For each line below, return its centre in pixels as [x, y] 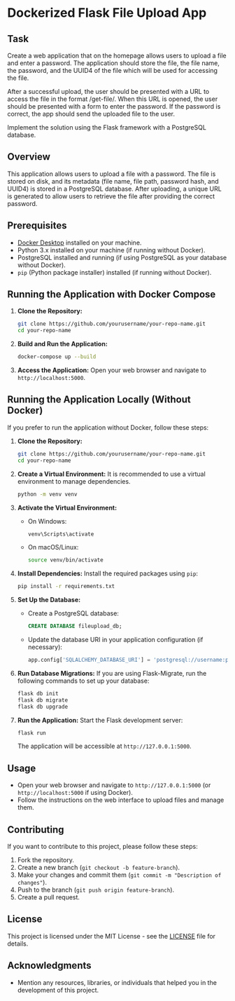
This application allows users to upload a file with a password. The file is [112, 174]
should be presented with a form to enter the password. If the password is [114, 106]
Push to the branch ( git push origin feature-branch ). [96, 890]
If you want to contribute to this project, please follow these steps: [102, 846]
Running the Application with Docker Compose [112, 295]
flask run [32, 733]
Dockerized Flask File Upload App [107, 13]
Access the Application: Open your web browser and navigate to [112, 370]
